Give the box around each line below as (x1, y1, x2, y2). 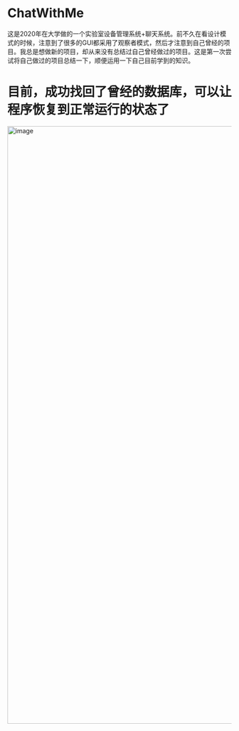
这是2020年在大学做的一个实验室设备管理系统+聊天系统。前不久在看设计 (7, 29, 221, 38)
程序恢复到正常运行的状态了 (7, 102, 170, 118)
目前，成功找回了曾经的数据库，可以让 (7, 84, 233, 100)
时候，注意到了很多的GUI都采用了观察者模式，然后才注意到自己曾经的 (19, 38, 224, 47)
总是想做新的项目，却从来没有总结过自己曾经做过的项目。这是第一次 (26, 47, 225, 56)
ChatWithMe (7, 5, 84, 21)
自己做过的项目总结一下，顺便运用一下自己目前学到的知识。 (19, 56, 194, 65)
